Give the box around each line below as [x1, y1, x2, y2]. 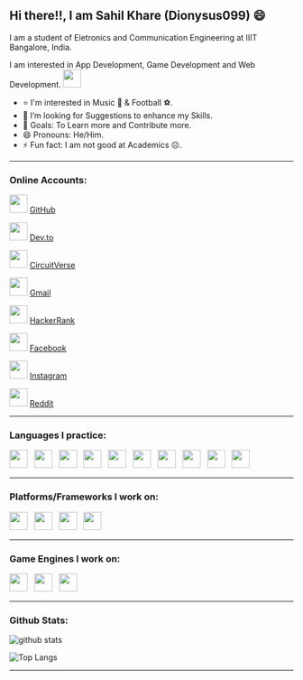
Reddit [29, 398, 54, 409]
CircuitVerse [29, 260, 76, 271]
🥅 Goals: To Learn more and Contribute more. [22, 119, 192, 130]
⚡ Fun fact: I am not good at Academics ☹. [22, 139, 182, 150]
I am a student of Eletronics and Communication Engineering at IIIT [9, 32, 258, 42]
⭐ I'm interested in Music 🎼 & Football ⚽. [22, 97, 173, 107]
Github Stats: [9, 614, 69, 627]
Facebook [29, 343, 67, 354]
